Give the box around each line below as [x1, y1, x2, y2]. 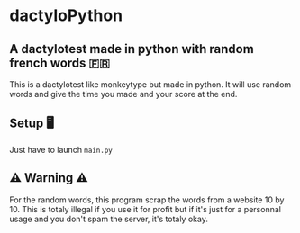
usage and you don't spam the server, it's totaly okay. [9, 213, 209, 224]
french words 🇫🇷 [9, 55, 111, 70]
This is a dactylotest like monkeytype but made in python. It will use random [9, 79, 292, 90]
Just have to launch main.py [9, 144, 113, 155]
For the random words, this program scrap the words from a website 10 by [9, 194, 285, 205]
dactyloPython [9, 5, 123, 26]
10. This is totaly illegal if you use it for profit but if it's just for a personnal [9, 203, 282, 214]
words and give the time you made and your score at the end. [9, 89, 238, 99]
